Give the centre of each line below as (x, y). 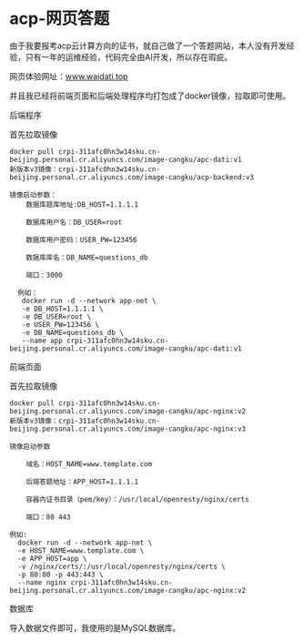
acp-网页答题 (60, 19)
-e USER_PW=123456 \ (61, 324)
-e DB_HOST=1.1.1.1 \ (62, 309)
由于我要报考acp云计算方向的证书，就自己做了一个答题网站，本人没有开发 (148, 46)
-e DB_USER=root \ (56, 316)
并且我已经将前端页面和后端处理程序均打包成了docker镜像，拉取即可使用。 (150, 96)
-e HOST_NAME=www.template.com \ (81, 550)
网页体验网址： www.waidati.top (69, 76)
